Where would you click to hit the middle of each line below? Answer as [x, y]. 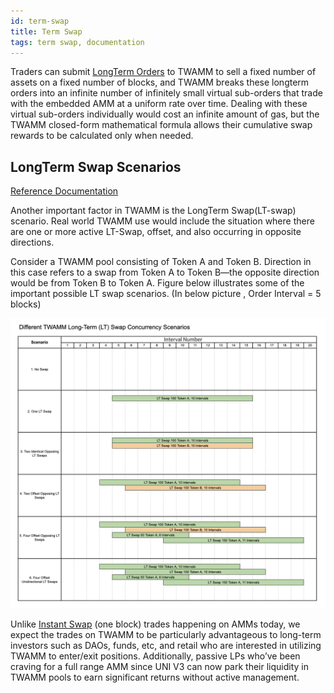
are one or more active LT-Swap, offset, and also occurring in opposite [156, 232]
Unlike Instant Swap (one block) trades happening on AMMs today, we [155, 624]
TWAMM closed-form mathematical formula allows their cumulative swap [161, 125]
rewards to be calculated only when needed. [102, 136]
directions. [32, 242]
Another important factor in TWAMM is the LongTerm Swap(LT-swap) [153, 211]
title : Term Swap [46, 31]
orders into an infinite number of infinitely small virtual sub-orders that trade [166, 93]
